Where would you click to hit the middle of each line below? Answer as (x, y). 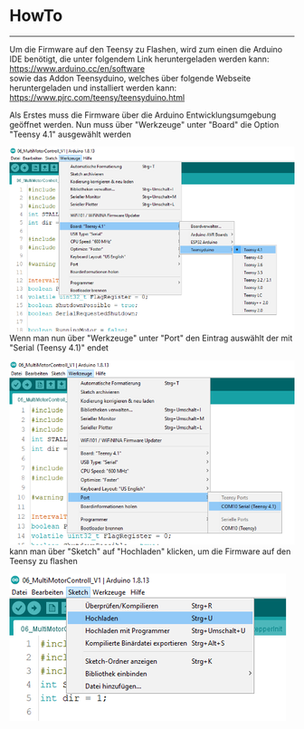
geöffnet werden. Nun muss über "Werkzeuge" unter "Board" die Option (144, 124)
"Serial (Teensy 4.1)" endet (59, 348)
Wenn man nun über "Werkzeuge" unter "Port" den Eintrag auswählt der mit (151, 338)
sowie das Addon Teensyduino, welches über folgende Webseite (130, 78)
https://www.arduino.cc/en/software (77, 68)
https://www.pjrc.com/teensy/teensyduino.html (97, 97)
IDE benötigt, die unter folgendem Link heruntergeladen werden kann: (139, 59)
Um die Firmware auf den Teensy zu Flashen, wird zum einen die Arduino (146, 49)
